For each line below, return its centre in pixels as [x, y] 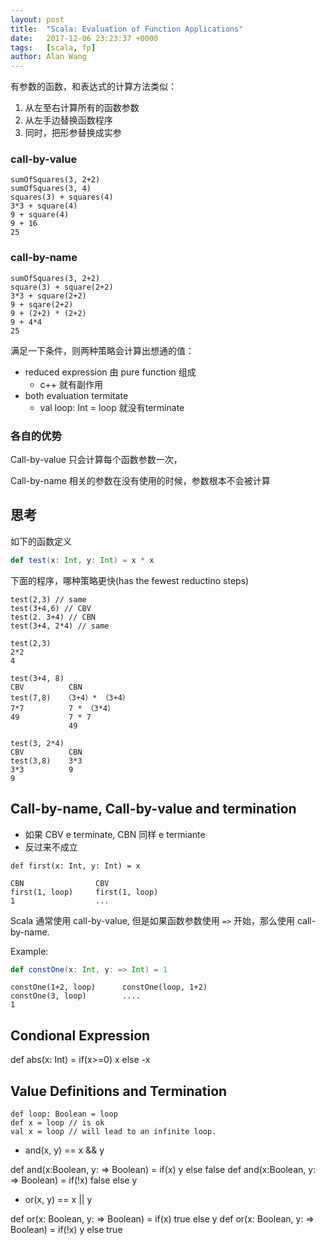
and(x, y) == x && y [64, 1150]
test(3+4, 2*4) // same [60, 626]
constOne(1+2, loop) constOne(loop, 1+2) [109, 987]
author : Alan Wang [48, 57]
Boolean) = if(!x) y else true [66, 1230]
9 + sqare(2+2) [42, 304]
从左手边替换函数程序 [68, 120]
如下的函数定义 [41, 541]
